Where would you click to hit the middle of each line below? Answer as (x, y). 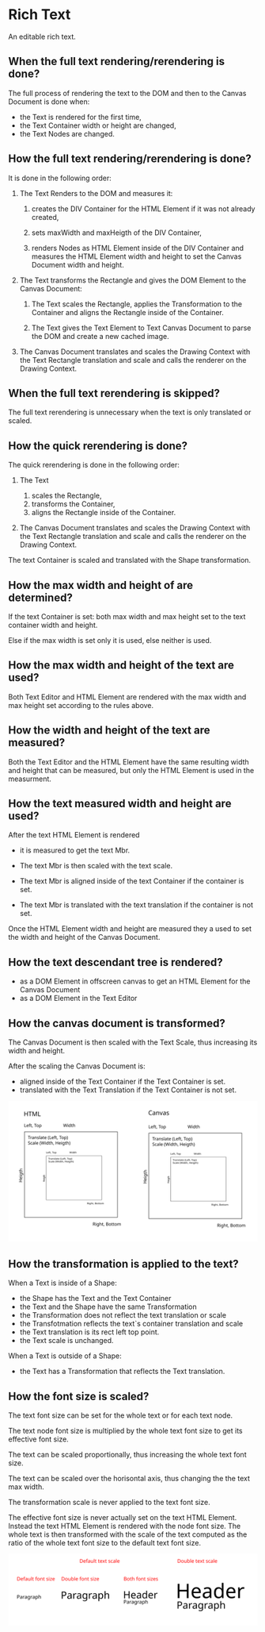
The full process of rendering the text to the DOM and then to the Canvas (127, 93)
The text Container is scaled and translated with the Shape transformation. (130, 560)
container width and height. (53, 625)
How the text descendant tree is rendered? (115, 962)
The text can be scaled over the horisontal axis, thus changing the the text (129, 1479)
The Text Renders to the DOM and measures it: (96, 193)
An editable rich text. (42, 37)
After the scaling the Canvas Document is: (77, 1066)
